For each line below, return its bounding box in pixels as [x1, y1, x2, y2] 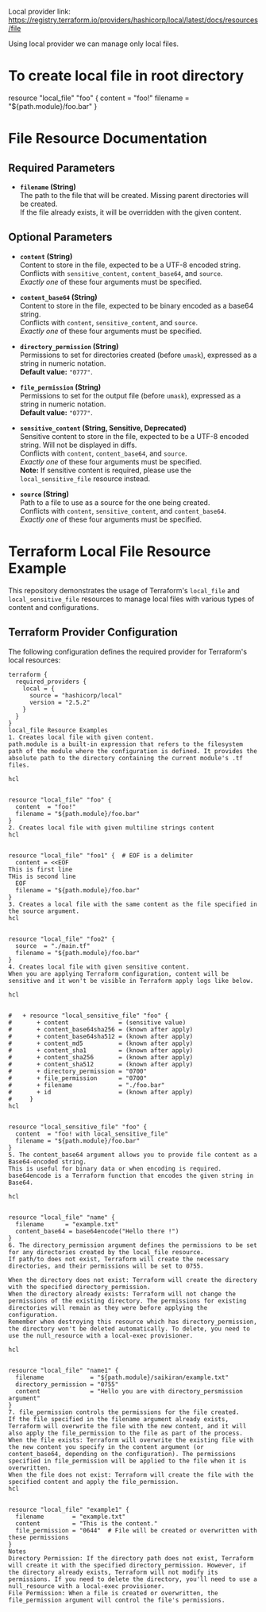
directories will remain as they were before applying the [8, 1303, 208, 1311]
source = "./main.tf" [15, 942, 91, 950]
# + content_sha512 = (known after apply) [8, 1060, 194, 1068]
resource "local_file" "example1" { [8, 1505, 129, 1513]
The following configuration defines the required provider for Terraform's [8, 647, 248, 656]
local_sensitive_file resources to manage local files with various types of [8, 594, 255, 604]
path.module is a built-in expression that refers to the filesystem [8, 740, 244, 748]
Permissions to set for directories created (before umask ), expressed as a [19, 350, 257, 359]
